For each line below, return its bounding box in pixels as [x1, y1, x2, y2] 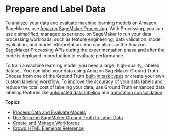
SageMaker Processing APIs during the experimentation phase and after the [5, 47, 165, 53]
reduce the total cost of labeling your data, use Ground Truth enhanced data [5, 84, 165, 90]
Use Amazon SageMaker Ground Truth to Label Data [12, 114, 123, 120]
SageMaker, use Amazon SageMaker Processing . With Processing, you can [5, 25, 164, 31]
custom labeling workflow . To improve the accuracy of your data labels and [5, 78, 163, 85]
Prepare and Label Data [5, 3, 106, 15]
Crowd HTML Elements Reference [12, 125, 84, 131]
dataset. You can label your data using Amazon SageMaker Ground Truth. [5, 67, 160, 74]
